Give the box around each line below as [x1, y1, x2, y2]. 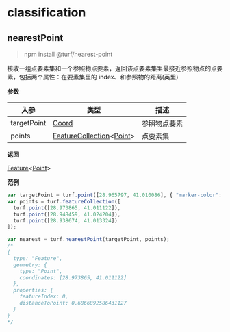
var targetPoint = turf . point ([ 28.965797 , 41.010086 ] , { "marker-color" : [7, 192, 222, 199]
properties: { [13, 287, 53, 294]
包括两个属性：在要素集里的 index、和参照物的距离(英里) [18, 73, 179, 81]
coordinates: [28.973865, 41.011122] [19, 274, 127, 281]
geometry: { [13, 261, 48, 268]
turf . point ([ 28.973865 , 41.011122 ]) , [13, 204, 121, 212]
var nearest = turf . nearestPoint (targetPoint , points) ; [7, 236, 170, 243]
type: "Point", [19, 268, 63, 274]
